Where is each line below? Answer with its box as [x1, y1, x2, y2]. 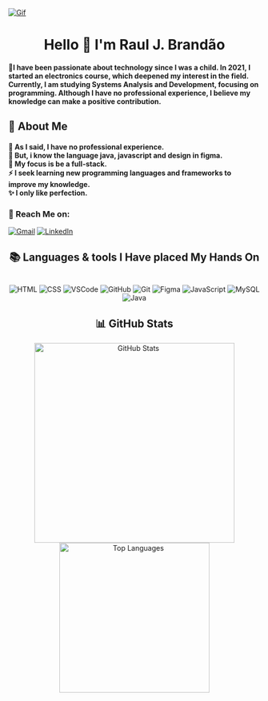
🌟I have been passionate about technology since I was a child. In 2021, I [8, 62, 250, 72]
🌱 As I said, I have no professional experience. [8, 141, 165, 151]
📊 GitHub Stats [95, 317, 174, 331]
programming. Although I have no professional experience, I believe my [8, 88, 250, 98]
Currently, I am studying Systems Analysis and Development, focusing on [8, 79, 259, 89]
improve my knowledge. [8, 179, 90, 189]
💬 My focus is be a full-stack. [8, 159, 107, 169]
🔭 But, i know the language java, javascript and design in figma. [8, 150, 223, 160]
